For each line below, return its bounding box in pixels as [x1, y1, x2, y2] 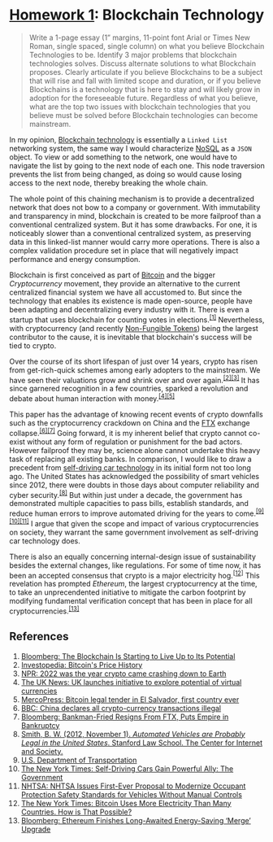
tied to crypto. [9, 340, 57, 351]
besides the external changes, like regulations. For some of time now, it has [9, 560, 262, 570]
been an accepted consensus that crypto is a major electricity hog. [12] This [9, 569, 260, 580]
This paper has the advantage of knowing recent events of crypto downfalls [9, 409, 263, 419]
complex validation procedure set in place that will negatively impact [9, 246, 239, 255]
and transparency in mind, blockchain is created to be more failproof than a [9, 211, 262, 220]
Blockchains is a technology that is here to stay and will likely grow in [28, 84, 261, 94]
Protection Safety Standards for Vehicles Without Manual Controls [20, 789, 243, 799]
